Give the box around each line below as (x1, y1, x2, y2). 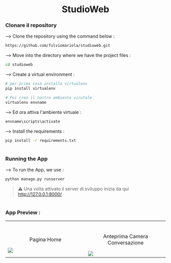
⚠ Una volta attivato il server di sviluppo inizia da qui (17, 186, 129, 192)
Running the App (5, 155, 48, 162)
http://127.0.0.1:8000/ (17, 191, 62, 197)
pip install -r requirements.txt (5, 138, 76, 143)
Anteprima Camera (103, 233, 149, 240)
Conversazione (107, 239, 144, 246)
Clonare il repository (5, 22, 57, 29)
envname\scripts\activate (5, 119, 60, 124)
